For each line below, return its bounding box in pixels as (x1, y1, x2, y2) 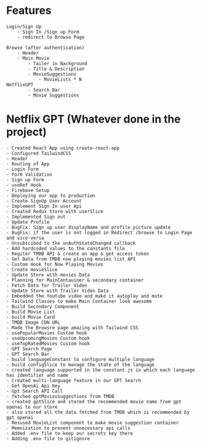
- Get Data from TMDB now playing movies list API (6, 256, 136, 262)
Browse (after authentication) (6, 45, 85, 51)
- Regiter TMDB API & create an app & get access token (6, 251, 149, 257)
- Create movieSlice (6, 266, 58, 272)
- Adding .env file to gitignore (6, 435, 90, 441)
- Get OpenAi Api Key (6, 383, 61, 389)
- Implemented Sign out (6, 214, 66, 220)
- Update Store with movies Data (6, 272, 90, 278)
